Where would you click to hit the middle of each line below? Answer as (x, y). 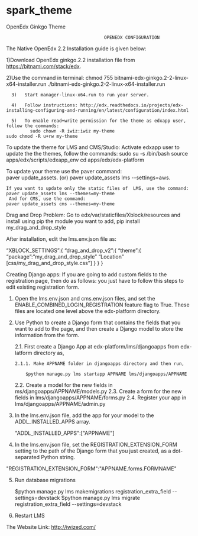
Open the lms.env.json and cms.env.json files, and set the (85, 298)
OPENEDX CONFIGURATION (132, 37)
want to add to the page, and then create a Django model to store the (99, 328)
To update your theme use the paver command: (64, 171)
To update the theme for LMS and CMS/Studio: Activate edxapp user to (93, 147)
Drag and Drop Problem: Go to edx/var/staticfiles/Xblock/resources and (93, 215)
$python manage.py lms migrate (101, 498)
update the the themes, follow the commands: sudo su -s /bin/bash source (97, 153)
